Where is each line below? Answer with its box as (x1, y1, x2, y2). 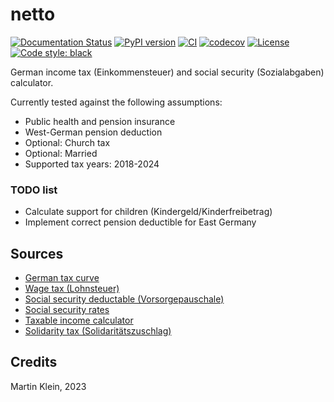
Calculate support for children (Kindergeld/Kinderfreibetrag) (24, 206, 273, 218)
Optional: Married (24, 147, 98, 159)
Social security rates (24, 304, 110, 316)
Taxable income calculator (24, 314, 134, 327)
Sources (10, 245, 64, 262)
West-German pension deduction (24, 126, 163, 138)
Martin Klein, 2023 (10, 380, 87, 392)
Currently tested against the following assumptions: (10, 96, 223, 108)
